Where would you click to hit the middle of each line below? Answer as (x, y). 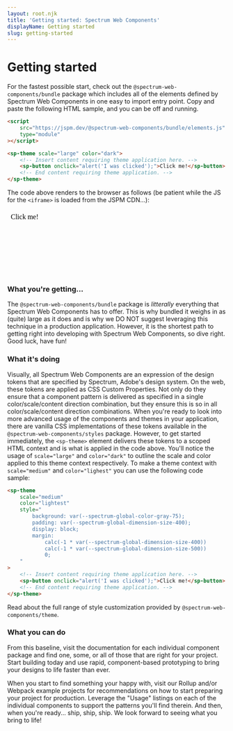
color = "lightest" (45, 503)
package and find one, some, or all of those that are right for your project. (113, 655)
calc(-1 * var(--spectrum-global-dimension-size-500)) (126, 549)
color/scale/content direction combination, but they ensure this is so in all (112, 404)
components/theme (32, 615)
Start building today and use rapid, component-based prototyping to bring (113, 662)
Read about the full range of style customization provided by (94, 607)
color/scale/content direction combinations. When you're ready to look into (115, 411)
